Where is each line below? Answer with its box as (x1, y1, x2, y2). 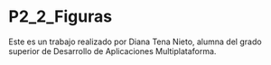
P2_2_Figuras (8, 6, 113, 27)
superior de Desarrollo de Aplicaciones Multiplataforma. (8, 45, 217, 56)
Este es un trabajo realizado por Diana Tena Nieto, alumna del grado (8, 36, 263, 47)
